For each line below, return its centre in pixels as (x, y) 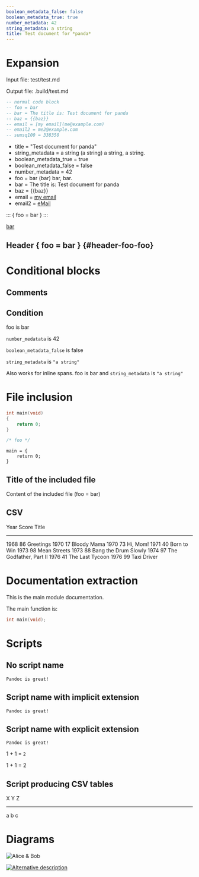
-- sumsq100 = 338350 (33, 135)
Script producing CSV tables (60, 784)
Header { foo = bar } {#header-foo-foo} (80, 245)
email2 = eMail (33, 203)
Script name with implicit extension (73, 697)
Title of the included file (51, 480)
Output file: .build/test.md (37, 91)
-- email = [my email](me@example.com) (55, 124)
